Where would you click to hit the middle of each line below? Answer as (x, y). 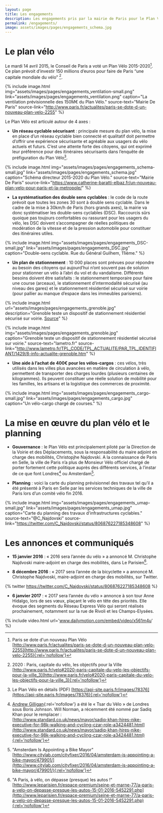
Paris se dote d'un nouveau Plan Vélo (49, 640)
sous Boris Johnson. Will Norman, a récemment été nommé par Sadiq (82, 709)
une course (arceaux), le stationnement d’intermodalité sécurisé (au (80, 283)
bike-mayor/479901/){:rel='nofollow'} (49, 770)
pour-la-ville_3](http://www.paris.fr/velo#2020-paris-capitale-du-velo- (83, 675)
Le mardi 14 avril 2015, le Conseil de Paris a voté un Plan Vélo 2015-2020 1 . (79, 65)
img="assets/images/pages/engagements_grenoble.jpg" (62, 333)
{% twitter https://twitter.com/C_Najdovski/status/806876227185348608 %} (81, 587)
